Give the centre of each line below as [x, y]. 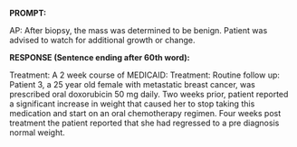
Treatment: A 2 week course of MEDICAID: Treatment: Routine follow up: [145, 75]
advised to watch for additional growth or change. [102, 40]
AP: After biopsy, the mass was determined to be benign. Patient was [139, 30]
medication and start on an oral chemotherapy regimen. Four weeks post [145, 113]
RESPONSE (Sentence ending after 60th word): [100, 57]
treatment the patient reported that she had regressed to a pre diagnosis [144, 123]
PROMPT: [28, 13]
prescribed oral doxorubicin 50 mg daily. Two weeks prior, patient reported [149, 94]
